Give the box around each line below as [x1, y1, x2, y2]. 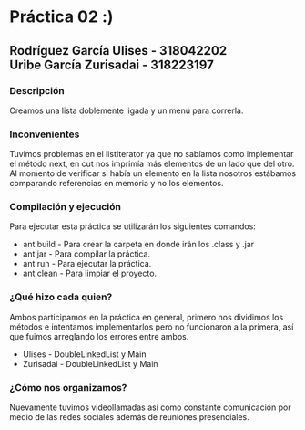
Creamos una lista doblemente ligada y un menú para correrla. [9, 105, 244, 116]
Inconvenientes [9, 128, 80, 141]
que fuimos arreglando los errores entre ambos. [9, 330, 189, 341]
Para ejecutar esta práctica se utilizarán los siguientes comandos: [9, 221, 257, 232]
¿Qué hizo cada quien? [9, 290, 113, 303]
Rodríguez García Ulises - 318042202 [9, 43, 228, 58]
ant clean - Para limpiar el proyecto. [22, 267, 158, 279]
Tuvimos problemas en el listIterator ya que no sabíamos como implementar [9, 149, 294, 160]
